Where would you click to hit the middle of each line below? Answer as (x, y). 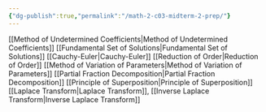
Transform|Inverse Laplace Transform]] (74, 99)
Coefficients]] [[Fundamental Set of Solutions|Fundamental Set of (118, 47)
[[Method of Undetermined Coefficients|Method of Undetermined (118, 39)
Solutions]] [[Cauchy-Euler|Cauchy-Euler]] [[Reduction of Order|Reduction (133, 56)
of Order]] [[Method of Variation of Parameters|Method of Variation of (125, 65)
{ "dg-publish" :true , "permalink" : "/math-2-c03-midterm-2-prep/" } (120, 16)
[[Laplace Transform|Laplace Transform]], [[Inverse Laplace (109, 91)
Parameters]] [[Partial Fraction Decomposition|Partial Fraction (112, 73)
